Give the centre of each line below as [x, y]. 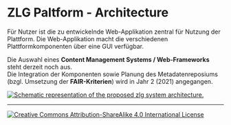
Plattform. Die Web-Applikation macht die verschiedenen [88, 38]
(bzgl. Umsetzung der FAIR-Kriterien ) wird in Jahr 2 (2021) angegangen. [110, 81]
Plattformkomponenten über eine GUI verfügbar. [76, 46]
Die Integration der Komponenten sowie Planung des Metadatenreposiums [113, 74]
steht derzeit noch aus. [40, 67]
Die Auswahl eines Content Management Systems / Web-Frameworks [108, 59]
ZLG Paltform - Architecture [88, 13]
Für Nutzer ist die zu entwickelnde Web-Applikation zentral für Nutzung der [114, 32]
